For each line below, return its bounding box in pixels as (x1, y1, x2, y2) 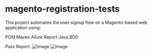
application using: (5, 24, 41, 30)
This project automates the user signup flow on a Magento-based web (5, 19, 148, 25)
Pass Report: (5, 43, 31, 49)
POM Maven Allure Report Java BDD (5, 34, 78, 40)
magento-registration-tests (5, 3, 120, 15)
